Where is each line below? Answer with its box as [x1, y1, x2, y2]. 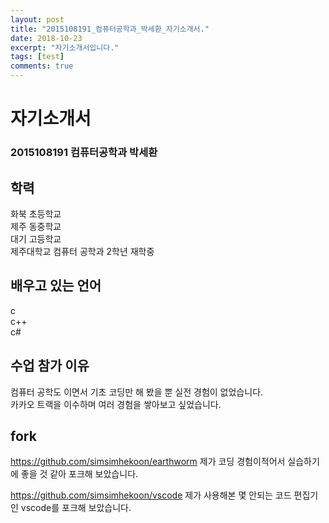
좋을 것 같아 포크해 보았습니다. [20, 468, 139, 480]
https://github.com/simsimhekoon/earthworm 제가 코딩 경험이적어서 [10, 456, 286, 468]
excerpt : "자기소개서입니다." [10, 42, 120, 53]
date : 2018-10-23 [10, 33, 83, 43]
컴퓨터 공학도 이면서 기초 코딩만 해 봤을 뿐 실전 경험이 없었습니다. [10, 386, 264, 398]
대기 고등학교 [10, 232, 62, 245]
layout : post [10, 14, 65, 25]
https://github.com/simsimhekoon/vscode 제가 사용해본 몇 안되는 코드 [10, 489, 292, 501]
